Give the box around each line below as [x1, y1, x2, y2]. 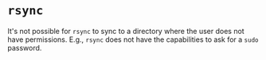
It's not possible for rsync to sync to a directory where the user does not [7, 26, 244, 36]
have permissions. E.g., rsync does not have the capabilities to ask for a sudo [7, 35, 259, 44]
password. [7, 43, 42, 52]
